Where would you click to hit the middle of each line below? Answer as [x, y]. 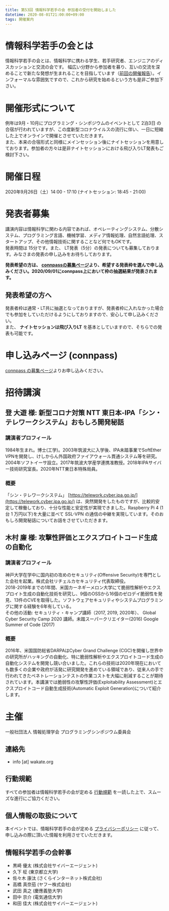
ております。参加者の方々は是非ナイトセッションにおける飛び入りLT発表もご [84, 148]
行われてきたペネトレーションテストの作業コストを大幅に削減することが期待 [84, 676]
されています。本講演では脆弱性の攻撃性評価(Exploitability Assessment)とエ [84, 682]
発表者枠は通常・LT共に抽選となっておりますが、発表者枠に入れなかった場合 [84, 308]
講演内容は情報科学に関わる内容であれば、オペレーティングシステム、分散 [82, 229]
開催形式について [40, 108]
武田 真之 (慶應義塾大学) [37, 891]
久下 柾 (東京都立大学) [35, 872]
